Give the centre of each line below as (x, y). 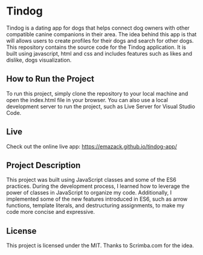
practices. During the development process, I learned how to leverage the (98, 186)
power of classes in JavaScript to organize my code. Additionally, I (89, 193)
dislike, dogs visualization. (39, 60)
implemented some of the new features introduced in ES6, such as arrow (97, 199)
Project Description (43, 165)
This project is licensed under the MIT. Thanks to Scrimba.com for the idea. (100, 245)
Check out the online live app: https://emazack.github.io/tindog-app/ (92, 146)
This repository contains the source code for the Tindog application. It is (96, 47)
